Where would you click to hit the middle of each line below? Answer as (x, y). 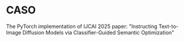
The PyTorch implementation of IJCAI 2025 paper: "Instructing (82, 26)
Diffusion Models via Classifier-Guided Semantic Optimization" (98, 32)
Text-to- (168, 26)
